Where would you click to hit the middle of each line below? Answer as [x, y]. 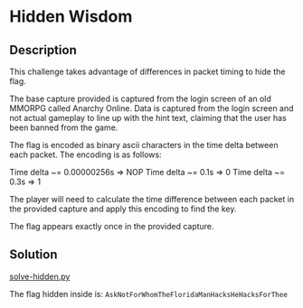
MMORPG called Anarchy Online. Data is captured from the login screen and [151, 108]
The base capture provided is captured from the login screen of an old [140, 98]
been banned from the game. [64, 127]
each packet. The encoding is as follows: [85, 154]
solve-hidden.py [40, 276]
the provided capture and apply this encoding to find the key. [123, 209]
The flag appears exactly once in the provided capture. [112, 226]
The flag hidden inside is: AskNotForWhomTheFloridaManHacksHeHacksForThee [148, 294]
